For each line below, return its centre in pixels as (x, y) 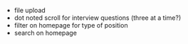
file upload (30, 10)
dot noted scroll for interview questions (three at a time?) (98, 18)
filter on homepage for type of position (71, 25)
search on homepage (45, 33)
